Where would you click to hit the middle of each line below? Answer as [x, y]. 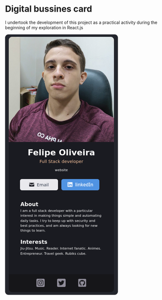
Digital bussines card [49, 9]
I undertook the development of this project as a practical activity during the [81, 22]
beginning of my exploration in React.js [44, 27]
